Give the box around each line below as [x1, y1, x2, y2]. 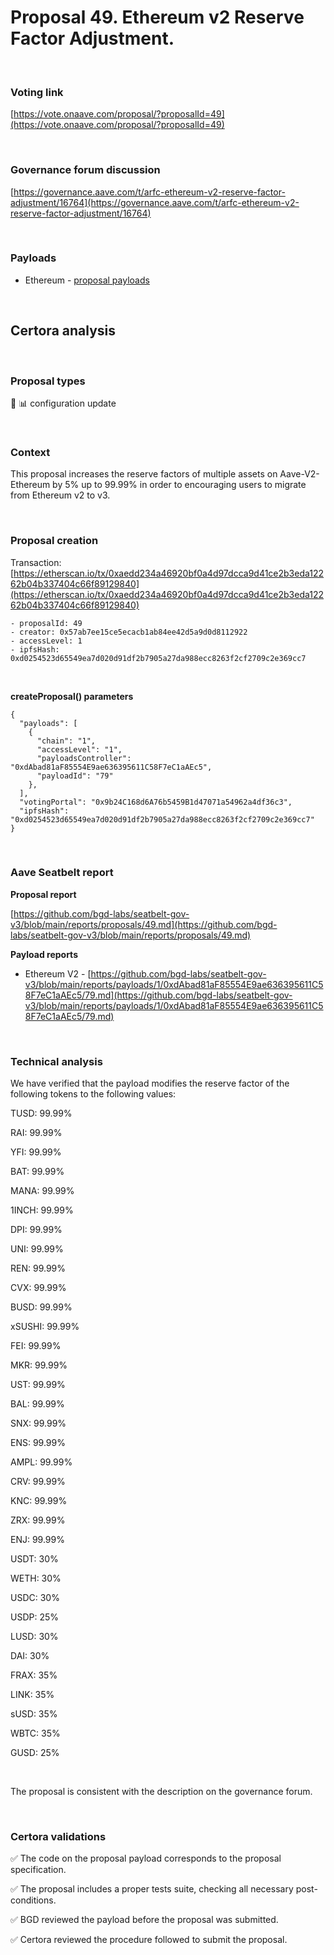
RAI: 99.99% [10, 1127, 63, 1139]
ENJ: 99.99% [10, 1534, 65, 1546]
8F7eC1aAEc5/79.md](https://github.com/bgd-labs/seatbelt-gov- [24, 989, 293, 1001]
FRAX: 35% [10, 1669, 58, 1681]
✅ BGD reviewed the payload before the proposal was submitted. [10, 1914, 279, 1926]
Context [10, 445, 51, 459]
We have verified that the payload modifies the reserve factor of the [10, 1077, 290, 1090]
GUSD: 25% [10, 1747, 60, 1759]
